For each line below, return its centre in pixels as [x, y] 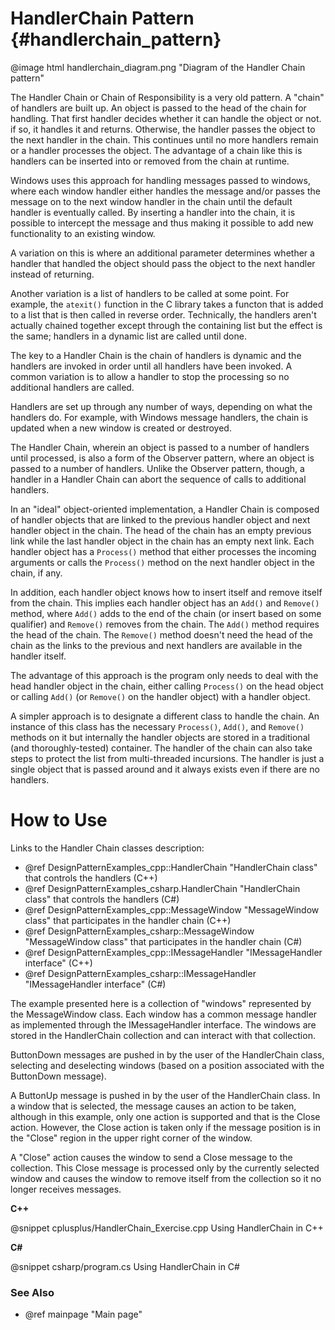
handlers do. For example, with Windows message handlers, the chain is [159, 417]
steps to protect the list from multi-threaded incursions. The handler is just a [167, 758]
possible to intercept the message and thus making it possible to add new [162, 223]
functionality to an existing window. [83, 233]
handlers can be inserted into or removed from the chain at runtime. [150, 161]
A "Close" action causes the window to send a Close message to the [151, 1157]
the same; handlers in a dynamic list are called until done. [128, 336]
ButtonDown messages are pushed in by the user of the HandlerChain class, [167, 1054]
